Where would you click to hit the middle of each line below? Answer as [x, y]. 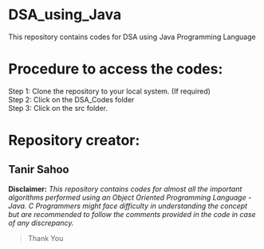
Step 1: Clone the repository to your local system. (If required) [110, 91]
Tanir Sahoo [39, 170]
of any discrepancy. [41, 223]
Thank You [45, 238]
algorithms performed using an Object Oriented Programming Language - [130, 197]
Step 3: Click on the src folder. [58, 108]
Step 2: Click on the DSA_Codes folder [71, 99]
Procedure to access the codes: [116, 69]
